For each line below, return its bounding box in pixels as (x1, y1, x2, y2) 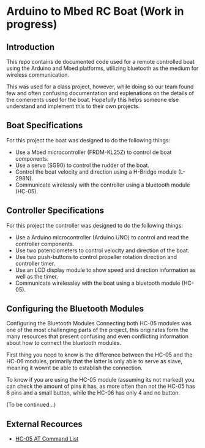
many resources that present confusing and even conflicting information (6, 333, 188, 340)
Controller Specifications (6, 206, 105, 216)
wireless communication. (6, 71, 69, 78)
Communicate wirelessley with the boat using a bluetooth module (15, 279, 181, 287)
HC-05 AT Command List (15, 435, 79, 442)
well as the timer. (15, 272, 58, 280)
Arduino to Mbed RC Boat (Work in (6, 4, 184, 18)
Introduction (6, 42, 55, 52)
